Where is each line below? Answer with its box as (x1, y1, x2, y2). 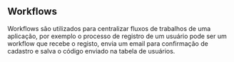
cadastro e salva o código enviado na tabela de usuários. (7, 46, 175, 55)
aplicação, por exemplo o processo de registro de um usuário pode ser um (7, 32, 227, 40)
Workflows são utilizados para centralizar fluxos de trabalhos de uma (7, 24, 211, 32)
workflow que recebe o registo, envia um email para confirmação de (7, 39, 208, 48)
